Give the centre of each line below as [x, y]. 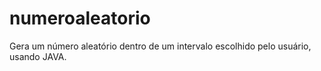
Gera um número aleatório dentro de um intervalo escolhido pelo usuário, [160, 46]
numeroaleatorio [80, 18]
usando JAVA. [38, 56]
